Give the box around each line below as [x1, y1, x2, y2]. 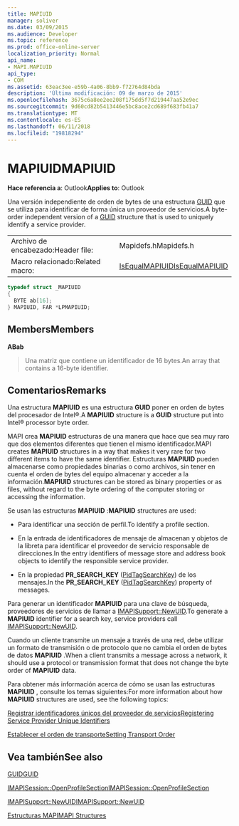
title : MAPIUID [7, 10, 53, 18]
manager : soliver [7, 17, 59, 24]
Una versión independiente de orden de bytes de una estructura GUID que [7, 197, 225, 206]
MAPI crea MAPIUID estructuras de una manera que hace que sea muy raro [7, 432, 230, 441]
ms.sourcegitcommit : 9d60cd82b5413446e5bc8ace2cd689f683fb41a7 [7, 103, 199, 110]
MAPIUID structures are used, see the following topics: [7, 695, 169, 704]
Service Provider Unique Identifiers [7, 716, 110, 725]
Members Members [7, 323, 95, 335]
